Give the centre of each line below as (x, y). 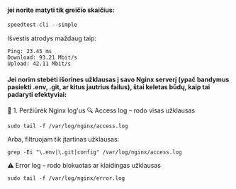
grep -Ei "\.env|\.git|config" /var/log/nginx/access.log (95, 152)
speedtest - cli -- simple (43, 25)
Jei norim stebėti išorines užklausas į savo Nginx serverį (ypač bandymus (118, 79)
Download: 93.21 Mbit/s (43, 58)
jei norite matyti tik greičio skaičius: (61, 10)
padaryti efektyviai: (37, 94)
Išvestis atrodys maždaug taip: (52, 38)
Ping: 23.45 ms (30, 52)
